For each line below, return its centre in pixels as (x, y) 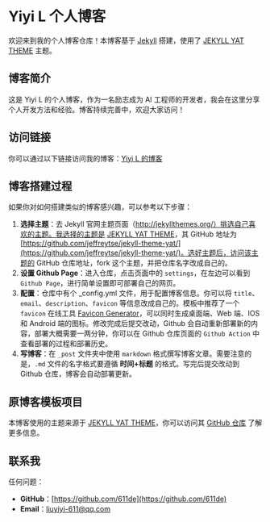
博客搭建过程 (40, 186)
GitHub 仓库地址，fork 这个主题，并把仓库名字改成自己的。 (134, 263)
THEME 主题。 (32, 50)
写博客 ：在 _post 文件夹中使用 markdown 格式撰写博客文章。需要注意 (132, 354)
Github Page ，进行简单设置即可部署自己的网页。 (100, 283)
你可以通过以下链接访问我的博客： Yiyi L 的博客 (85, 158)
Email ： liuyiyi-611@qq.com (65, 509)
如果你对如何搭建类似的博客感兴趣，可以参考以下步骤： (100, 207)
